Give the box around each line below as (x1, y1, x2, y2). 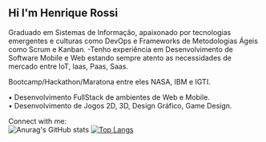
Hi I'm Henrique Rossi (8, 6, 119, 20)
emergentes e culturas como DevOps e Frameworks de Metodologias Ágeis (8, 36, 259, 45)
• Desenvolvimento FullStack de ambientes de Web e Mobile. (8, 92, 211, 102)
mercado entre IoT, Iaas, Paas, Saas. (8, 61, 129, 71)
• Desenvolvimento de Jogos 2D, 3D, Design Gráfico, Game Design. (8, 101, 232, 110)
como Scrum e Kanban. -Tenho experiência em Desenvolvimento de (8, 44, 234, 54)
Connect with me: (8, 116, 66, 126)
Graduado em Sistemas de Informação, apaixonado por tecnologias (8, 27, 232, 37)
